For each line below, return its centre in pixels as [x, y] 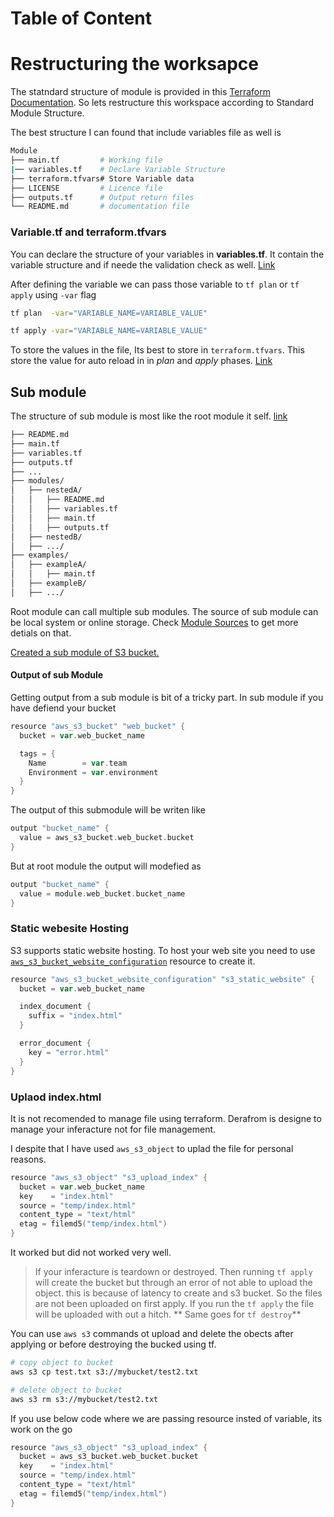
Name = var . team [78, 763]
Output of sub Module [57, 675]
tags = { [37, 753]
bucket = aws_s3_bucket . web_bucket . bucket [109, 1457]
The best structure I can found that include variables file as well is [146, 133]
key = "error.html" [69, 1052]
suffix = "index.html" [75, 1016]
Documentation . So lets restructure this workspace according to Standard [162, 103]
